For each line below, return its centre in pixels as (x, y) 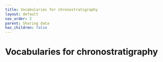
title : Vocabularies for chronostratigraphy (51, 10)
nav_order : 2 (18, 19)
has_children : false (26, 28)
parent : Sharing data (27, 23)
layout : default (22, 14)
